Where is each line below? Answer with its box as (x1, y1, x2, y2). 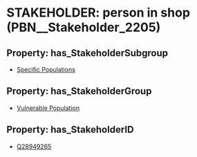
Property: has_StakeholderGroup (6, 85, 152, 98)
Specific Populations (16, 66, 75, 73)
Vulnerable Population (16, 104, 80, 112)
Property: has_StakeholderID (6, 124, 134, 136)
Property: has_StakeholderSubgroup (6, 47, 169, 59)
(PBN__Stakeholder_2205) (6, 19, 161, 35)
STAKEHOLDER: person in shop (6, 5, 191, 21)
